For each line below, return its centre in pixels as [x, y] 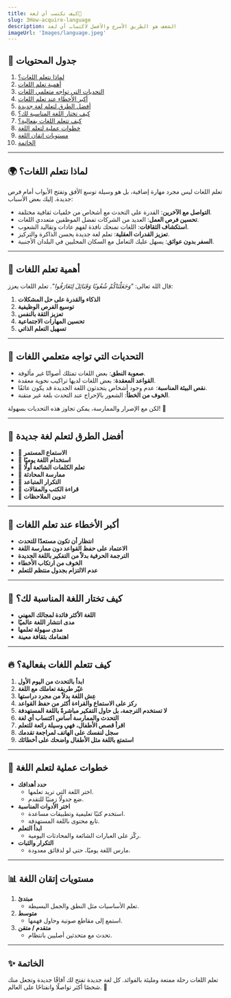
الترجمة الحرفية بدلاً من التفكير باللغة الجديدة [73, 556]
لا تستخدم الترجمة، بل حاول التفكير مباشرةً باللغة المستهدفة [92, 710]
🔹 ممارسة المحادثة [41, 475]
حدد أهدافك [32, 784]
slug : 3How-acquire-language [49, 20]
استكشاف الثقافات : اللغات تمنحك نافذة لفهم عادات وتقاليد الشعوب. [103, 227]
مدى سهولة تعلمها [40, 629]
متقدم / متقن [34, 928]
